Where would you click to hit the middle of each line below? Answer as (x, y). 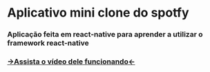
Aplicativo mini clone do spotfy (98, 13)
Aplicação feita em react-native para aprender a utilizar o (105, 35)
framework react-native (48, 43)
